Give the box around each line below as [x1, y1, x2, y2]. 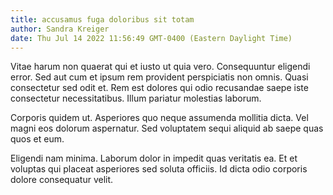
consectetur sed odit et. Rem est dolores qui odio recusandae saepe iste [10, 82, 309, 94]
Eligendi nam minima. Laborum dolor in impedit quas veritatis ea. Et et [10, 152, 298, 165]
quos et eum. [10, 133, 65, 145]
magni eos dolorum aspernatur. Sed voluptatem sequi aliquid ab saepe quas [10, 122, 324, 135]
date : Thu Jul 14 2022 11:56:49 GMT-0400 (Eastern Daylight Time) [10, 33, 293, 43]
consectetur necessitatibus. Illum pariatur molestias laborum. [10, 92, 262, 105]
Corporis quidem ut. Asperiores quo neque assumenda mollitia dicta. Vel [10, 112, 309, 124]
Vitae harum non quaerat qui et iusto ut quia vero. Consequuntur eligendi [10, 61, 311, 73]
